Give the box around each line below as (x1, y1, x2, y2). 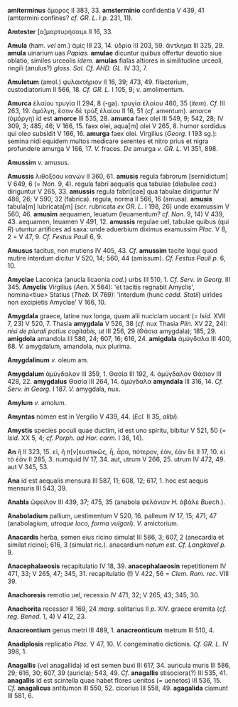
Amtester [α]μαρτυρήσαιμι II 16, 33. (7, 28, 113, 36)
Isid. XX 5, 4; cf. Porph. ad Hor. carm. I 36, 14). (7, 434, 144, 442)
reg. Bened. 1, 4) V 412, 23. (7, 612, 87, 620)
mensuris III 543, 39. (7, 484, 67, 492)
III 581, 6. (7, 691, 34, 700)
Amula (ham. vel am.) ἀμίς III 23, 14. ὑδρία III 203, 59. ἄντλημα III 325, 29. (7, 41, 225, 49)
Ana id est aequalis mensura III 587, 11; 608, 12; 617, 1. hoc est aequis (7, 476, 209, 485)
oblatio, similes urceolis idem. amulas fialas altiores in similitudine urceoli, (7, 56, 224, 65)
